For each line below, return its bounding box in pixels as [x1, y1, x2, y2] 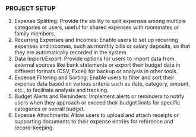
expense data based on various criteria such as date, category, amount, [14, 80, 191, 87]
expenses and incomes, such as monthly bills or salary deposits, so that [14, 43, 191, 50]
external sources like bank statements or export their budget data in [14, 61, 181, 68]
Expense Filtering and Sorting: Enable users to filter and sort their [14, 74, 175, 81]
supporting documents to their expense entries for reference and [14, 118, 173, 125]
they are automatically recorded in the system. [14, 49, 128, 56]
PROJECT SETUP [5, 4, 56, 12]
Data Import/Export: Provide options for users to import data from [14, 55, 175, 63]
